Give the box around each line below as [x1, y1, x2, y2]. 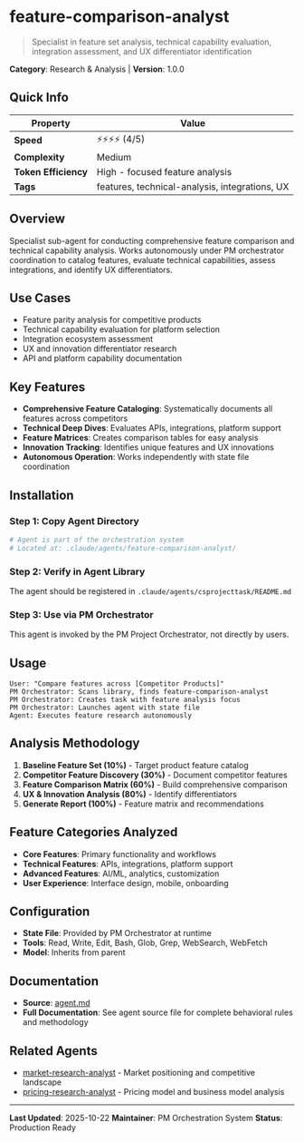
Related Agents [9, 1043, 98, 1059]
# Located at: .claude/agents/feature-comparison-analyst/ [9, 543, 237, 552]
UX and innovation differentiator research [22, 343, 177, 355]
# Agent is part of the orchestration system [9, 535, 184, 544]
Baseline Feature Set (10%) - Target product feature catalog [22, 759, 249, 770]
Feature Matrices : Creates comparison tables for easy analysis [22, 433, 259, 444]
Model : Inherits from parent [22, 947, 126, 958]
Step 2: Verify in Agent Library [9, 565, 146, 578]
